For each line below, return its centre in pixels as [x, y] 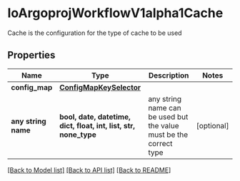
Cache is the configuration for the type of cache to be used [95, 33]
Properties [31, 55]
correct [160, 143]
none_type [78, 135]
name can [165, 108]
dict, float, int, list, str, [97, 125]
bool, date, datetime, [95, 117]
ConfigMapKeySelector [100, 87]
